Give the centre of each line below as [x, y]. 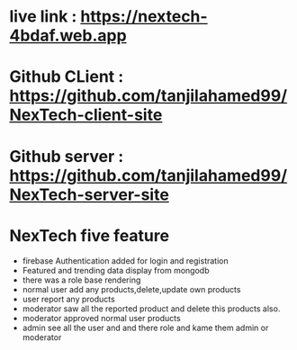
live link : [43, 17]
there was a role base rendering [81, 280]
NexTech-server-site [89, 194]
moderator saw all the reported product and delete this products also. [151, 309]
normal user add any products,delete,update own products [131, 289]
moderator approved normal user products [102, 318]
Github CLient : [67, 77]
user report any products [68, 299]
